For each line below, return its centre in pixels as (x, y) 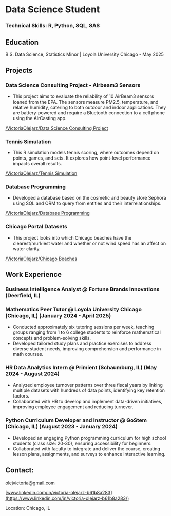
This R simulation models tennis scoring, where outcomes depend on (86, 152)
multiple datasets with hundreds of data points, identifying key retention (89, 390)
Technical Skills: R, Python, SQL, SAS (53, 26)
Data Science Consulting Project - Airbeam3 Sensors (73, 85)
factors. (21, 396)
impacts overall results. (37, 163)
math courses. (28, 354)
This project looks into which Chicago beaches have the (72, 237)
